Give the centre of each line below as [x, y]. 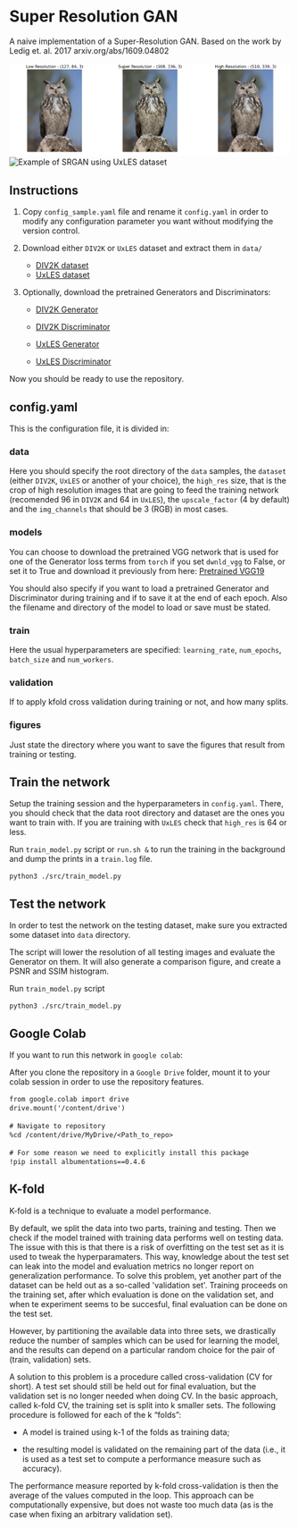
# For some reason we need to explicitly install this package [129, 1153]
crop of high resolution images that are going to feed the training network [144, 490]
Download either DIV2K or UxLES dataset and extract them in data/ [142, 249]
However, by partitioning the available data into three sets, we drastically [143, 1330]
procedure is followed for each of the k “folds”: [95, 1414]
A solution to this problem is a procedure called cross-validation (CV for [141, 1376]
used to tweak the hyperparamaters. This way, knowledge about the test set [149, 1256]
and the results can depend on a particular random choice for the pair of [142, 1350]
